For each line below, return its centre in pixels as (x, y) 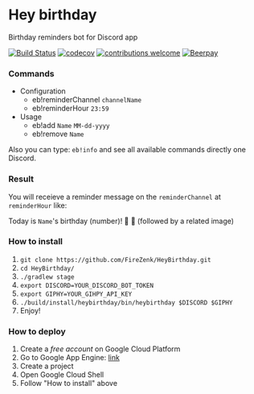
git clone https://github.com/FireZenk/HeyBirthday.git (115, 259)
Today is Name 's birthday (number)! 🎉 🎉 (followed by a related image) (121, 221)
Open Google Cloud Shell (62, 375)
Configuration (43, 91)
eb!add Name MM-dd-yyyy (71, 126)
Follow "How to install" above (69, 384)
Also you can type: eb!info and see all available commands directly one (127, 150)
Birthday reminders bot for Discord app (73, 37)
